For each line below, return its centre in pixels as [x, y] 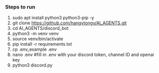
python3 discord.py [32, 65]
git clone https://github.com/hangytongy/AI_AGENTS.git [69, 23]
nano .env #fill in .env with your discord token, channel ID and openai [83, 55]
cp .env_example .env [35, 49]
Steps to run [20, 7]
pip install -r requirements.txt [42, 44]
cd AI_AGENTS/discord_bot [40, 28]
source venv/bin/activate [38, 39]
